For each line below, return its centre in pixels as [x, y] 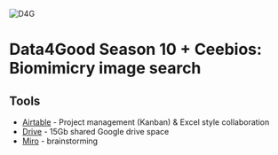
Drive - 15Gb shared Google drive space [95, 132]
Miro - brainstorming [60, 141]
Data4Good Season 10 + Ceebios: [135, 50]
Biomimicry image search [105, 69]
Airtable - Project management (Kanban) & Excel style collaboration [146, 122]
